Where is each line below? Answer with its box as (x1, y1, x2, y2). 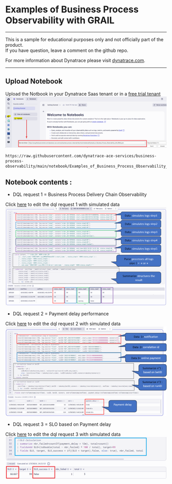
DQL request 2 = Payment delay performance (12, 310, 109, 317)
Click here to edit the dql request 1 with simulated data (5, 202, 120, 208)
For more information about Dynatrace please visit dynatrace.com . (5, 57, 146, 63)
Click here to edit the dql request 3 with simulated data (5, 431, 121, 437)
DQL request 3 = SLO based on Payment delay (12, 421, 112, 427)
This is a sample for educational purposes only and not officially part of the (5, 36, 164, 42)
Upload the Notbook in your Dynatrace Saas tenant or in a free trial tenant (5, 91, 161, 97)
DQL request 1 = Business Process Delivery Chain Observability (12, 191, 147, 198)
